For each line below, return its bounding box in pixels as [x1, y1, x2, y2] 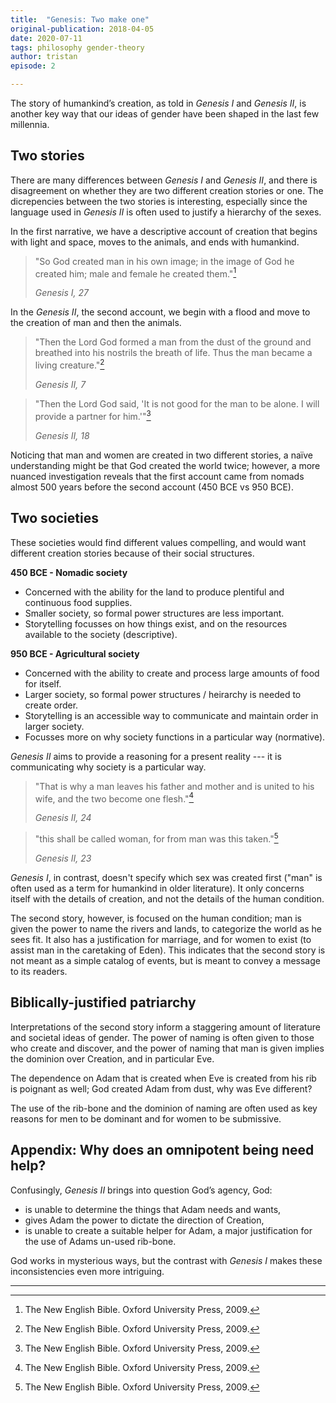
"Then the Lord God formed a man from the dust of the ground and [34, 336, 312, 348]
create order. [24, 699, 79, 711]
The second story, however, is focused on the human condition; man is [10, 912, 302, 924]
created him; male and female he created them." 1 [34, 266, 237, 280]
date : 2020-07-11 [10, 33, 83, 43]
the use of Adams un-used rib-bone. [24, 1235, 177, 1247]
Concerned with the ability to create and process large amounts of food [24, 667, 320, 679]
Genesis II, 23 [34, 852, 92, 864]
